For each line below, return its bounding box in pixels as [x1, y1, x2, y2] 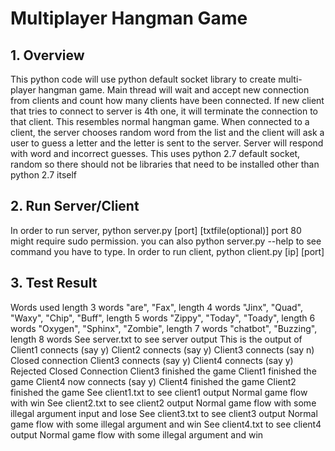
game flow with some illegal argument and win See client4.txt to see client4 [10, 418, 322, 430]
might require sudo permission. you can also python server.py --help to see [10, 235, 322, 247]
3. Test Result [10, 275, 98, 292]
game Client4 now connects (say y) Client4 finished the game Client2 [10, 375, 297, 387]
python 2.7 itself [10, 169, 78, 181]
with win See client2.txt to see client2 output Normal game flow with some [10, 397, 317, 409]
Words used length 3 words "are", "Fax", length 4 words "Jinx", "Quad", [10, 301, 304, 313]
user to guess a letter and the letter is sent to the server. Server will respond [10, 137, 324, 149]
